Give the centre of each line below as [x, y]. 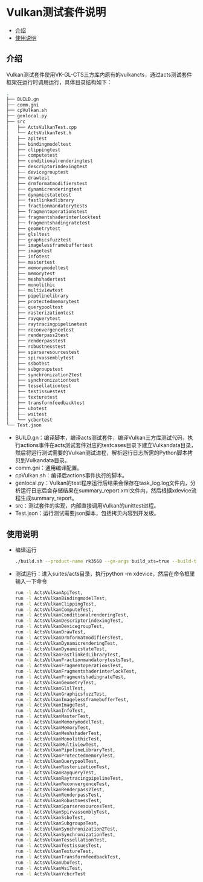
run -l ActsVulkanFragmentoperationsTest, [69, 666]
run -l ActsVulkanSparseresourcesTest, [65, 806]
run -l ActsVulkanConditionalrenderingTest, [72, 615]
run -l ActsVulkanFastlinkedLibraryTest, [68, 655]
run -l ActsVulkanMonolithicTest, [58, 739]
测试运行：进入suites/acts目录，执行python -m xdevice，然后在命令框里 [105, 573]
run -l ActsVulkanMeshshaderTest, [58, 733]
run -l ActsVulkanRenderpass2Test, [60, 789]
